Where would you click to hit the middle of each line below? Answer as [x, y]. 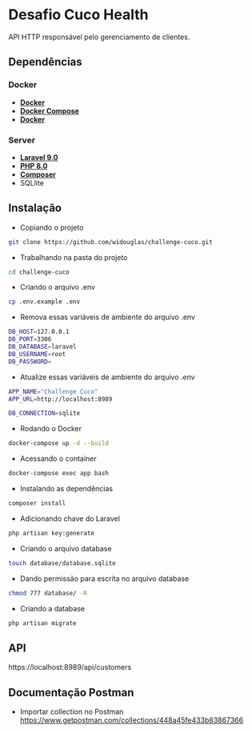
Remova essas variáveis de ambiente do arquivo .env [108, 317]
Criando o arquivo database [66, 548]
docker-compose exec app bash [59, 474]
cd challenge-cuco [39, 272]
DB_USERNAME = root [37, 354]
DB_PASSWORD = [30, 362]
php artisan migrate [43, 623]
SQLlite [32, 182]
